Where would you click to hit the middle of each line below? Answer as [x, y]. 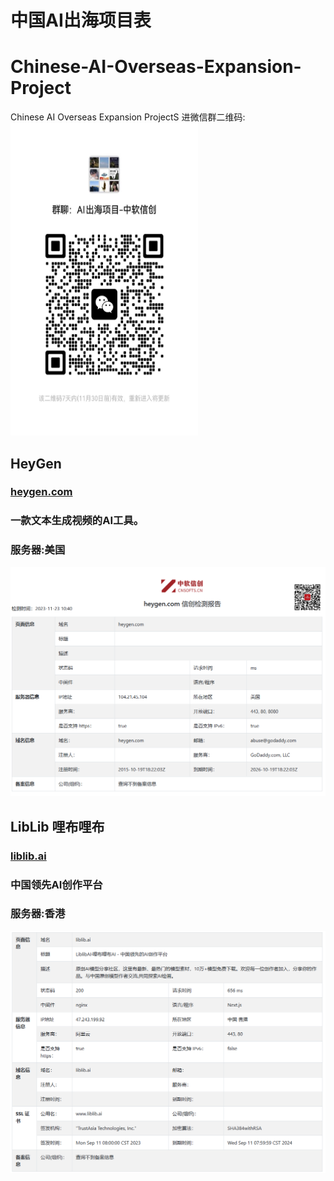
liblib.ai [28, 856]
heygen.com [41, 492]
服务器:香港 [38, 914]
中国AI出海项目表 [81, 20]
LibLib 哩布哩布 [57, 826]
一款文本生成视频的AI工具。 [77, 521]
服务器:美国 [38, 550]
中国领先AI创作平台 [56, 884]
